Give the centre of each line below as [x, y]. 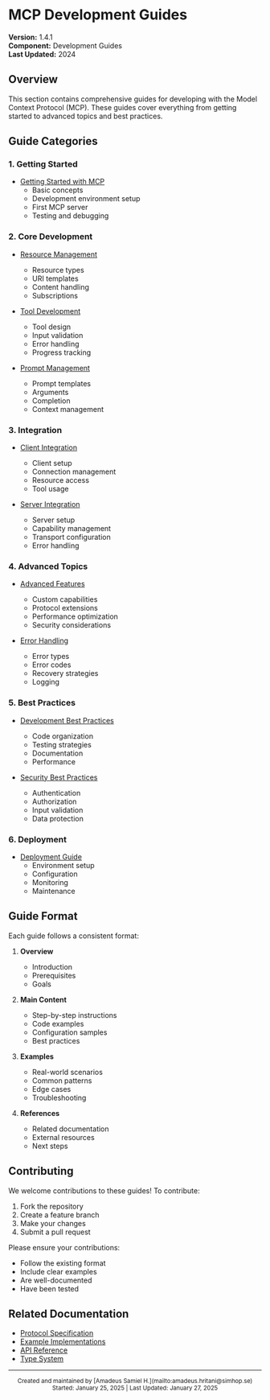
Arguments [50, 392]
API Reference [44, 1350]
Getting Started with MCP [62, 182]
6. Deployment [37, 839]
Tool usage [50, 489]
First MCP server [60, 208]
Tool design [51, 327]
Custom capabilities [65, 599]
